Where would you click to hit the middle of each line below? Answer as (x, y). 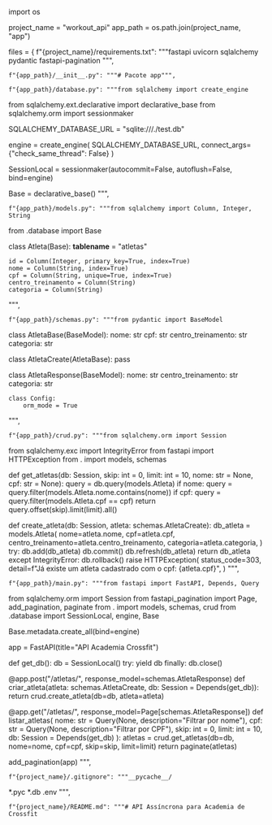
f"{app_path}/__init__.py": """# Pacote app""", (92, 76)
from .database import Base (55, 230)
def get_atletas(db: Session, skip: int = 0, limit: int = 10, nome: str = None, (131, 475)
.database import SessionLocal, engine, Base (84, 616)
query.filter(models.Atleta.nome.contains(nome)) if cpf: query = (115, 492)
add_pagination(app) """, (50, 762)
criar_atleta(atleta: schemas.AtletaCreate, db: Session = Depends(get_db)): (134, 687)
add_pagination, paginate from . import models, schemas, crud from (123, 607)
